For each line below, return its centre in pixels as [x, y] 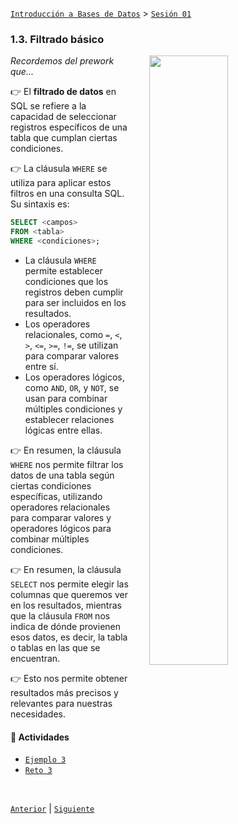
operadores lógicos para [61, 528]
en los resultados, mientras [66, 605]
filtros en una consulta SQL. [67, 194]
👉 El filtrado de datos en [63, 92]
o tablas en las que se [55, 647]
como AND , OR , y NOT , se [72, 387]
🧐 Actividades [40, 737]
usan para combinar [66, 398]
